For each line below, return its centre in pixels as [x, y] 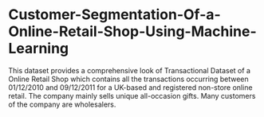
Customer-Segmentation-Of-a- [114, 15]
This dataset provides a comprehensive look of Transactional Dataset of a [130, 70]
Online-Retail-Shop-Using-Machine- [132, 31]
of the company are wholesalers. [62, 104]
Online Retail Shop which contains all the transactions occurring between [128, 79]
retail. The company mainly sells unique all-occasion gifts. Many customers [132, 96]
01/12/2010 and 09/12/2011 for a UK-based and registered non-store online [130, 87]
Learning [39, 49]
